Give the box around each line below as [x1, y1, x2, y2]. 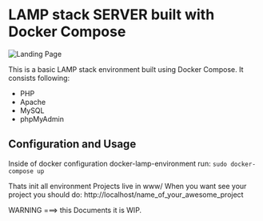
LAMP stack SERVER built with [8, 6, 215, 24]
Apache [19, 97, 46, 106]
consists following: [8, 73, 70, 82]
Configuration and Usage [8, 138, 137, 151]
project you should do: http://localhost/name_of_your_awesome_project [8, 190, 244, 199]
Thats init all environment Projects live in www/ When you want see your [8, 181, 247, 191]
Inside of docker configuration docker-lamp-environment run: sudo [8, 159, 228, 168]
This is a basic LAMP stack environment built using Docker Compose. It [8, 64, 244, 74]
